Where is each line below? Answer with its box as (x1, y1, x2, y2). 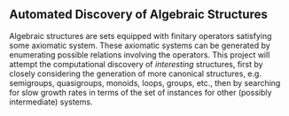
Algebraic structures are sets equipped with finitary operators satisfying (9, 30, 272, 41)
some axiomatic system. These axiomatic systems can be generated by (9, 40, 270, 50)
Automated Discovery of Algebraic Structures (9, 7, 268, 22)
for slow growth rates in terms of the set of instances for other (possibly (9, 87, 272, 97)
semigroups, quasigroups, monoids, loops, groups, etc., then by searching (9, 77, 281, 88)
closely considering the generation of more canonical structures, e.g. (9, 68, 262, 79)
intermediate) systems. (9, 97, 93, 107)
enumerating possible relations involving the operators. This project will (9, 49, 270, 60)
